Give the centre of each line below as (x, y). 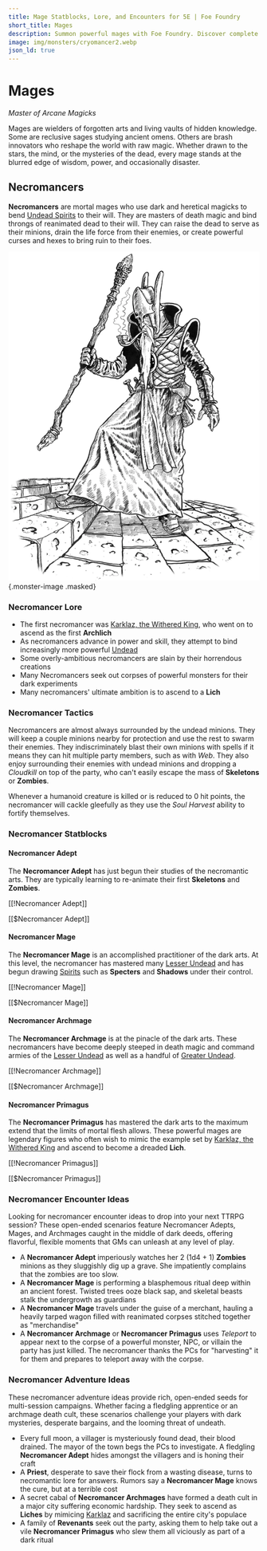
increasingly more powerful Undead (79, 650)
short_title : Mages (41, 25)
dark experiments (49, 684)
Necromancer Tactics (51, 713)
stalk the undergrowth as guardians (78, 1300)
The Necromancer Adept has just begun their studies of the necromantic (128, 871)
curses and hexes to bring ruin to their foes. (80, 240)
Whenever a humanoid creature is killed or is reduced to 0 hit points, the (127, 797)
